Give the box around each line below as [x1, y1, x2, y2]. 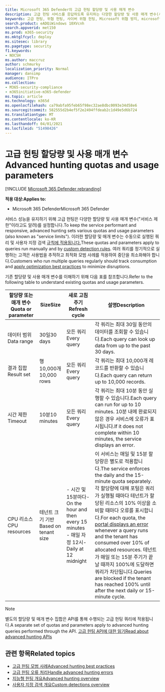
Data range [7, 338, 33, 345]
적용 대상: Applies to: [5, 196, 46, 202]
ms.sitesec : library [5, 39, 48, 44]
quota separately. [111, 478, 152, 485]
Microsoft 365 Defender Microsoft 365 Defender [12, 206, 110, 212]
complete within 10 [95, 429, 139, 436]
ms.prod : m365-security [5, 30, 54, 35]
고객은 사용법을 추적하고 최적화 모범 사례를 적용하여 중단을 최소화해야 [18, 252, 151, 258]
